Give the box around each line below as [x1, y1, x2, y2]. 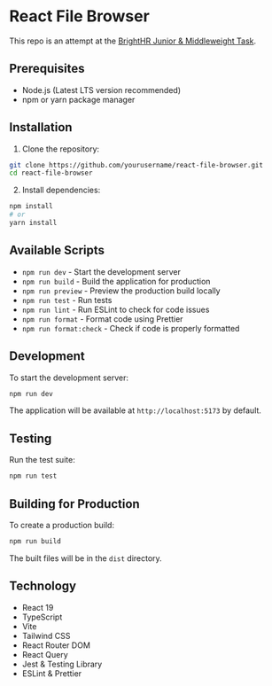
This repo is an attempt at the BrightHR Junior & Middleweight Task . [9, 35, 257, 46]
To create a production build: [9, 519, 115, 530]
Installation [9, 120, 73, 135]
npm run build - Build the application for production [21, 276, 211, 286]
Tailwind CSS [21, 630, 71, 641]
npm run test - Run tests [21, 294, 113, 305]
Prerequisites [9, 61, 85, 76]
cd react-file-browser [9, 168, 93, 178]
